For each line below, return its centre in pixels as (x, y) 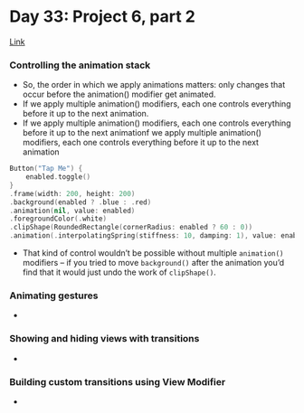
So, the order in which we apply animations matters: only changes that (154, 85)
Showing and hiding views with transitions (104, 339)
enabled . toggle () (58, 177)
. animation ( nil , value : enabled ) (72, 211)
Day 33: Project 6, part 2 (103, 17)
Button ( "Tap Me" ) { (46, 169)
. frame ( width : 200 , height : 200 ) (72, 193)
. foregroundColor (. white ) (58, 219)
